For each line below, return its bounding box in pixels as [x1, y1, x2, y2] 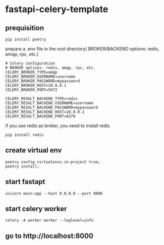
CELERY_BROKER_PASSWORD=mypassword [5, 79, 80, 84]
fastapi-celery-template [5, 4, 108, 15]
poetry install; [5, 164, 39, 169]
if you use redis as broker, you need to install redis [5, 122, 110, 129]
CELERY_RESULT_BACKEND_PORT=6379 [5, 114, 76, 119]
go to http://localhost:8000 [5, 231, 93, 240]
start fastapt [5, 177, 45, 186]
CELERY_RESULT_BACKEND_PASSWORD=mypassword [5, 105, 98, 110]
